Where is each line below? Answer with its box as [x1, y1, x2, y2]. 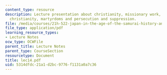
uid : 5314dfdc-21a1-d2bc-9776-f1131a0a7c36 [5, 62, 97, 67]
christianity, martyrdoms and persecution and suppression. [9, 16, 137, 21]
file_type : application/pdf [5, 26, 64, 31]
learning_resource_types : [5, 30, 59, 35]
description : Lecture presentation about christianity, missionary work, [5, 12, 162, 17]
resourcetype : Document [5, 53, 55, 58]
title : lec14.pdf [5, 58, 41, 63]
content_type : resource [5, 7, 55, 12]
